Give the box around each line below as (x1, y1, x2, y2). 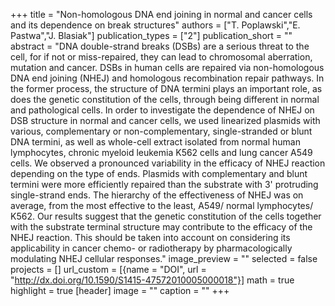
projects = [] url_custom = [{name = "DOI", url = (10, 264, 207, 275)
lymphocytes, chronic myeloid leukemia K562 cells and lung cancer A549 (10, 147, 313, 158)
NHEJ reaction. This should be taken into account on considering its (10, 232, 291, 243)
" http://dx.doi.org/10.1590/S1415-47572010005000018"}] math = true (10, 274, 295, 286)
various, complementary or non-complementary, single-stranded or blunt (10, 125, 313, 137)
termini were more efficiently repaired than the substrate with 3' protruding (10, 179, 319, 190)
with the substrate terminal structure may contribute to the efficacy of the (10, 221, 313, 233)
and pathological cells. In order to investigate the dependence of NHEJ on (10, 104, 315, 116)
